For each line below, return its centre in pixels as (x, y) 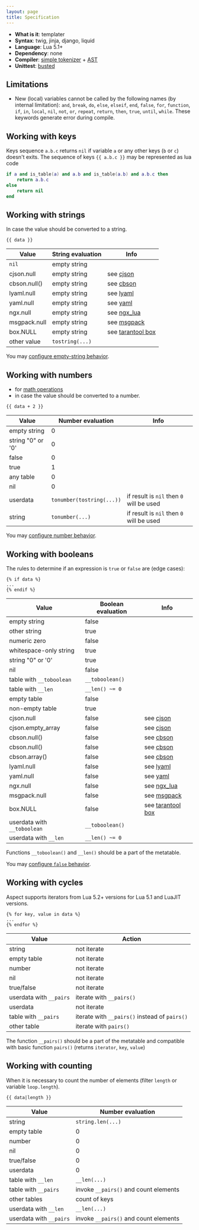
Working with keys (41, 137)
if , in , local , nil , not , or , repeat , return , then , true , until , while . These (102, 111)
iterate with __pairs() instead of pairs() (132, 1016)
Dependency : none (38, 53)
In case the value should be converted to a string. (67, 229)
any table (22, 477)
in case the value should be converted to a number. (77, 396)
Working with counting (49, 1066)
